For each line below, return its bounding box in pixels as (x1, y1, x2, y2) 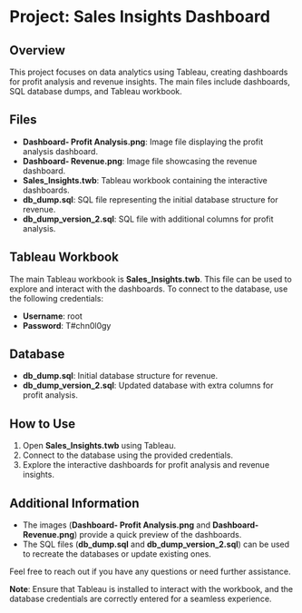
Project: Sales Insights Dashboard (9, 6, 270, 27)
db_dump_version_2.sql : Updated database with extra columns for (22, 380, 274, 391)
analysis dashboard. (22, 145, 98, 156)
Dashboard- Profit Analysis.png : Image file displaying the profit (22, 136, 264, 147)
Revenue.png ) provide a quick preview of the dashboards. (22, 529, 242, 540)
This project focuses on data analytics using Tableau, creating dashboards (9, 66, 288, 77)
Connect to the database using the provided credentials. (22, 450, 234, 460)
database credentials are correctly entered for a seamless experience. (9, 593, 272, 605)
